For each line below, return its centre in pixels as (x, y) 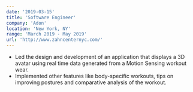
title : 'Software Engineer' (41, 17)
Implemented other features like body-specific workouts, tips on (94, 76)
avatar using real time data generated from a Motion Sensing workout (101, 63)
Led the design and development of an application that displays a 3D (99, 57)
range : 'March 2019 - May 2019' (46, 34)
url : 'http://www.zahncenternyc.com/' (55, 40)
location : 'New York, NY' (38, 29)
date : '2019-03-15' (31, 12)
